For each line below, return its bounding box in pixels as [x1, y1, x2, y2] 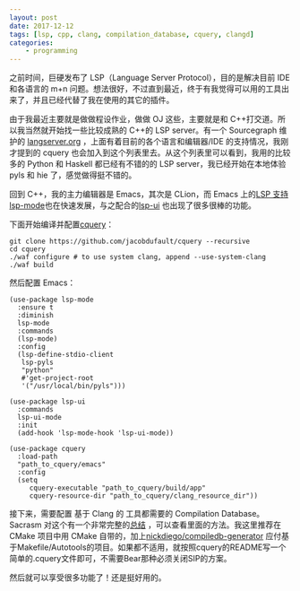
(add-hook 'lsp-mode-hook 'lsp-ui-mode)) [17, 429, 175, 438]
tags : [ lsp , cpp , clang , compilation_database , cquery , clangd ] [9, 30, 254, 39]
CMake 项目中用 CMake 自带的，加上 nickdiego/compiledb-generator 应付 [9, 531, 282, 542]
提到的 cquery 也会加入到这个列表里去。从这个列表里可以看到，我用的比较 [16, 147, 291, 158]
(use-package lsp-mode [9, 295, 94, 305]
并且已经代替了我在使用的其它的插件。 [32, 95, 175, 106]
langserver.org [26, 136, 81, 147]
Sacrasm [9, 519, 42, 530]
